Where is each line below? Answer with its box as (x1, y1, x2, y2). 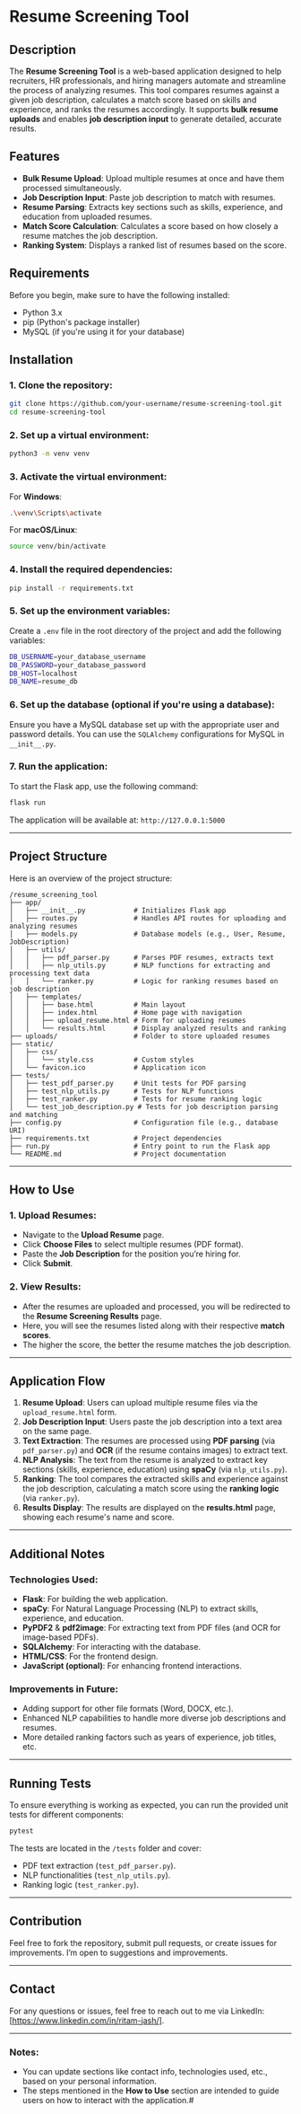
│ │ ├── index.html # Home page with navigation (9, 1008, 243, 1017)
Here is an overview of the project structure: (9, 873, 173, 884)
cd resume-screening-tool (9, 408, 106, 417)
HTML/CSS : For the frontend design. (21, 1651, 159, 1662)
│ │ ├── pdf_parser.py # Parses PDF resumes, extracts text (9, 953, 275, 962)
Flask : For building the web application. (21, 1594, 168, 1605)
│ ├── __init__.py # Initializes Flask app (9, 905, 227, 915)
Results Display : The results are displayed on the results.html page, (21, 1502, 276, 1513)
